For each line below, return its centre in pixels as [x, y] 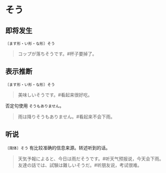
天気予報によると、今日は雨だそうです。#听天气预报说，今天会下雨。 [91, 159]
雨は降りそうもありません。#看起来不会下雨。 [66, 117]
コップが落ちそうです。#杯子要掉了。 [57, 54]
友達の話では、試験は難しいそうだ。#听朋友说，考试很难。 [80, 165]
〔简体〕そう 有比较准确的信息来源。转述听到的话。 [58, 148]
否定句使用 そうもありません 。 [35, 106]
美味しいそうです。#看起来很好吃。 [55, 94]
